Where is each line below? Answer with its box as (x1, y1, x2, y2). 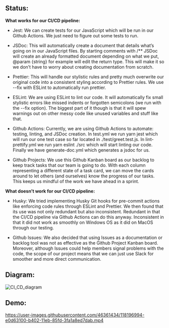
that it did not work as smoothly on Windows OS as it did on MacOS (12, 219, 153, 225)
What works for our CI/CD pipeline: (5, 17, 81, 23)
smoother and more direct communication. (12, 256, 102, 262)
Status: (5, 4, 29, 13)
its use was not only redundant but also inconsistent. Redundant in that (12, 208, 160, 214)
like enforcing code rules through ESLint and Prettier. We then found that (12, 203, 164, 209)
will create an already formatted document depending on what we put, (12, 53, 159, 59)
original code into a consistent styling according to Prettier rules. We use (12, 79, 164, 85)
